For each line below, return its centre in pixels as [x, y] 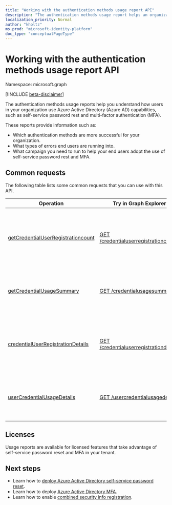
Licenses [20, 435]
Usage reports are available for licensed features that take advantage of [81, 447]
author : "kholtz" [24, 24]
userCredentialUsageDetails [42, 397]
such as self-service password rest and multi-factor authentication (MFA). [83, 115]
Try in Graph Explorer [139, 203]
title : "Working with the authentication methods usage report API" [80, 10]
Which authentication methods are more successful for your [76, 135]
